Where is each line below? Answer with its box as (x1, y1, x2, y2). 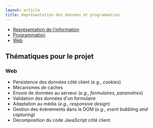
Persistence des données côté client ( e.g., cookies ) (12, 79, 121, 85)
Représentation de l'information (12, 26, 79, 32)
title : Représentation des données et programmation (5, 12, 120, 17)
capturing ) (12, 112, 35, 118)
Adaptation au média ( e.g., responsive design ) (12, 101, 111, 107)
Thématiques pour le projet (5, 52, 94, 60)
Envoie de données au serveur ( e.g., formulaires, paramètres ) (12, 90, 143, 96)
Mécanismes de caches (12, 84, 63, 91)
